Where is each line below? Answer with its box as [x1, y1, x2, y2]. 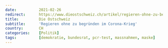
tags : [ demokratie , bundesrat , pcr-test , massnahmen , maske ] [5, 35, 155, 40]
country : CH [5, 26, 43, 31]
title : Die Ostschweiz [5, 16, 70, 21]
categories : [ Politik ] [5, 30, 59, 35]
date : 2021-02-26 [5, 7, 61, 12]
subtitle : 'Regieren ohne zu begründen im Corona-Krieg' [5, 21, 137, 26]
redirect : [5, 12, 26, 17]
